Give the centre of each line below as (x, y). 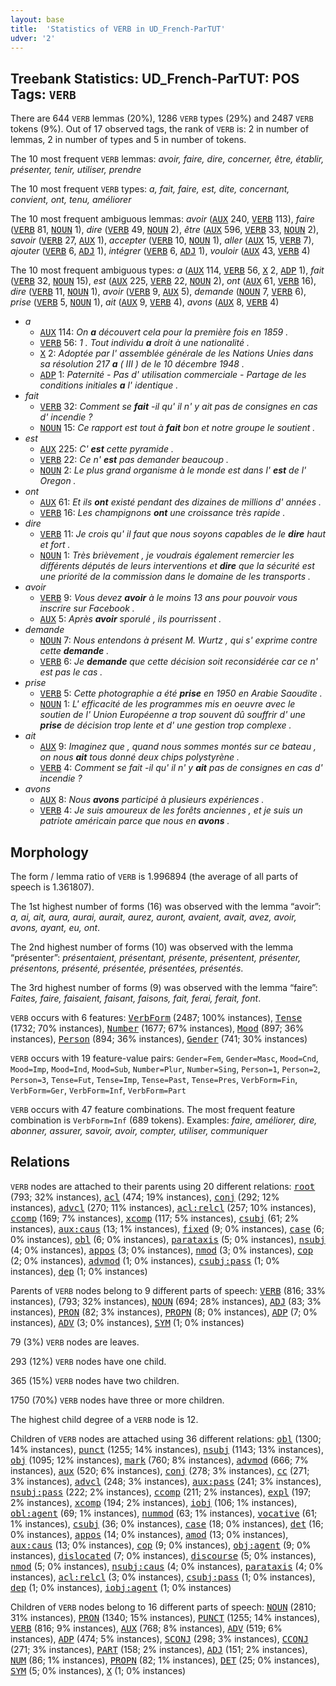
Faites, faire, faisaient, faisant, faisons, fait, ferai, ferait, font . (136, 998)
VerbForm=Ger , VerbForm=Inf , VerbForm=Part (98, 1090)
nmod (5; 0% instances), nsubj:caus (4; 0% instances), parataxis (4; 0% (167, 1566)
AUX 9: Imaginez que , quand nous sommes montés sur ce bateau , (178, 747)
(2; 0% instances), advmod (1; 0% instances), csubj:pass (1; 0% (145, 1260)
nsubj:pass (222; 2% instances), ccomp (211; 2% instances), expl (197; (161, 1492)
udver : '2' (33, 38)
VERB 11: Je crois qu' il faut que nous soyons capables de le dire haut (182, 534)
